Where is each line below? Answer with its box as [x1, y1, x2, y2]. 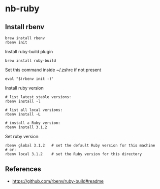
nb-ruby [5, 3, 40, 14]
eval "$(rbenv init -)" [5, 76, 54, 81]
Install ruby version [5, 85, 44, 91]
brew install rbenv [5, 36, 45, 40]
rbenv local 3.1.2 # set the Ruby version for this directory [5, 151, 142, 156]
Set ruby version [5, 134, 38, 139]
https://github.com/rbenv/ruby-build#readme [12, 178, 104, 184]
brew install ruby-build [5, 58, 56, 63]
